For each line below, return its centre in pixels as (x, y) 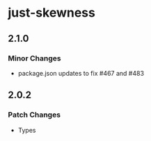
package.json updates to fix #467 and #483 (81, 73)
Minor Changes (34, 58)
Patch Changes (34, 115)
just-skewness (52, 13)
